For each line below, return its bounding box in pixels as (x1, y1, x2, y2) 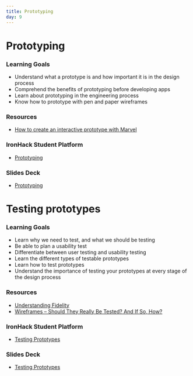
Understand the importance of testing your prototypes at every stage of (14, 267, 187, 275)
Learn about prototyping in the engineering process (14, 92, 139, 99)
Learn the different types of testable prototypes (14, 255, 129, 262)
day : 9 (6, 14, 22, 20)
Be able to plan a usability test (14, 243, 87, 250)
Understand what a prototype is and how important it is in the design (14, 73, 180, 80)
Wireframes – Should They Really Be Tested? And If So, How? (14, 308, 163, 315)
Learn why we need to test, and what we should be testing (14, 236, 156, 243)
